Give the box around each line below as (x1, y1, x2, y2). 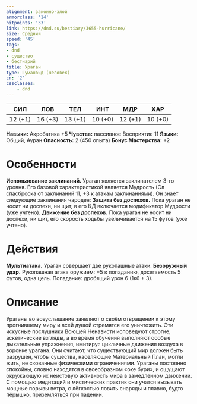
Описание (6, 295, 59, 309)
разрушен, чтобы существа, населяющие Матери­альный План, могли (6, 353, 183, 360)
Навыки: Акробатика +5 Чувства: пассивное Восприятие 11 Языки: (6, 130, 179, 137)
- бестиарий (6, 58, 36, 64)
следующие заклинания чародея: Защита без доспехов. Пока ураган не (6, 196, 191, 203)
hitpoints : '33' (6, 20, 46, 26)
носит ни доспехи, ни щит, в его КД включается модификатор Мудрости (6, 202, 191, 209)
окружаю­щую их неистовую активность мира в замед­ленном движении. (6, 372, 192, 379)
